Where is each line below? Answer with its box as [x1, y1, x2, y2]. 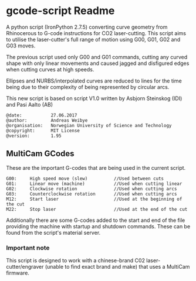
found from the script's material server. [6, 229, 101, 236]
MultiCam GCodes [6, 149, 75, 159]
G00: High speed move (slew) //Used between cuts [6, 176, 164, 181]
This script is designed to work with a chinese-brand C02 [6, 257, 146, 264]
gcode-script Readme [6, 4, 115, 18]
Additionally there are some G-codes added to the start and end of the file [6, 217, 185, 224]
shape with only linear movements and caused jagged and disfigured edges [6, 60, 190, 67]
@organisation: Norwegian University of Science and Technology [6, 122, 172, 128]
